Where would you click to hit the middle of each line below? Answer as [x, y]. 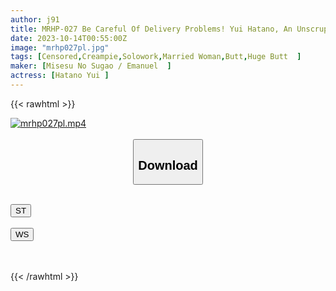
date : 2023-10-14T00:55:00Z [69, 38]
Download [168, 165]
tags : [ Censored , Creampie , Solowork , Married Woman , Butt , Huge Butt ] [156, 57]
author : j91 [35, 19]
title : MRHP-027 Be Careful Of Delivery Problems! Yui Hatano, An [151, 29]
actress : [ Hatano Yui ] [60, 76]
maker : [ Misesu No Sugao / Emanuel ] [91, 66]
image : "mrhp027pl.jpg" [60, 47]
